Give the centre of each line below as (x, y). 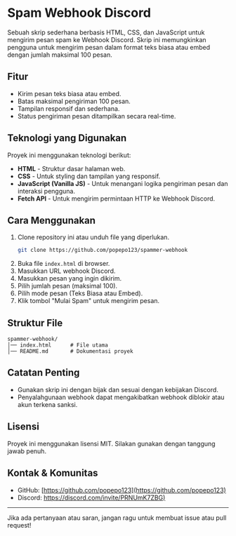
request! (19, 525)
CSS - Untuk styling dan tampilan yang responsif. (89, 176)
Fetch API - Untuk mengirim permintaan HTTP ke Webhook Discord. (116, 199)
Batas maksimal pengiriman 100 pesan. (74, 101)
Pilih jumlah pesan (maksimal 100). (67, 286)
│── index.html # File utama (58, 345)
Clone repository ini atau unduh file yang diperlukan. (93, 237)
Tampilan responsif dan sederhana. (68, 108)
